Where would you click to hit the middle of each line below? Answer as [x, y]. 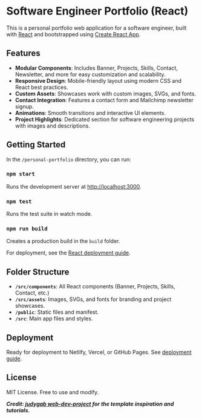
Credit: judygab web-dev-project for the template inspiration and [90, 404]
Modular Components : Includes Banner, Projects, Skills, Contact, [96, 68]
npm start [21, 174]
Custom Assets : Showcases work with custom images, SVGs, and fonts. [106, 93]
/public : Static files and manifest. [57, 312]
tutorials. [18, 410]
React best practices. [41, 87]
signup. [24, 106]
